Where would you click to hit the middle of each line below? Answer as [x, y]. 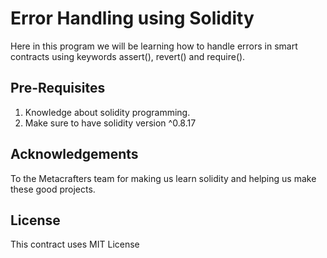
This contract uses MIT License [75, 244]
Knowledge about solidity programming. [107, 112]
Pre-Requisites [58, 88]
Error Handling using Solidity [132, 18]
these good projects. [53, 189]
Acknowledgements [74, 154]
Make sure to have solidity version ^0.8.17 [110, 123]
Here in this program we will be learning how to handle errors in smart [154, 46]
